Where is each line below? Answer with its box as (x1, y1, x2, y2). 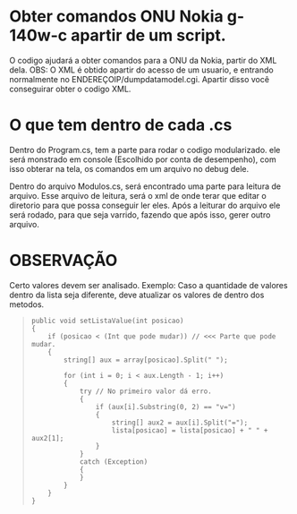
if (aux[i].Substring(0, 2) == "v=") (95, 402, 236, 411)
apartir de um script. (70, 25, 226, 46)
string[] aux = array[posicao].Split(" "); (64, 356, 228, 364)
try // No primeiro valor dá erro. (79, 387, 212, 396)
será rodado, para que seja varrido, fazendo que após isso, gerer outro (9, 209, 271, 220)
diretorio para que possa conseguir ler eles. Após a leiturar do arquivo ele (9, 200, 281, 210)
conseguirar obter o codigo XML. (9, 83, 132, 94)
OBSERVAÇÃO (9, 251, 118, 270)
